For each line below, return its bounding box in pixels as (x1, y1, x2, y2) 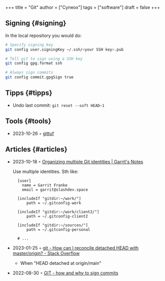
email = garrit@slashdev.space (22, 187, 88, 192)
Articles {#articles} (5, 145, 68, 154)
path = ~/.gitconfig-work (26, 200, 81, 205)
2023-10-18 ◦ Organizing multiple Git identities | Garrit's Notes (12, 158, 144, 164)
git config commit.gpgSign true (5, 75, 74, 80)
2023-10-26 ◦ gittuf (12, 130, 54, 136)
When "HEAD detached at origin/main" (20, 260, 102, 266)
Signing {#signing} (5, 19, 67, 27)
